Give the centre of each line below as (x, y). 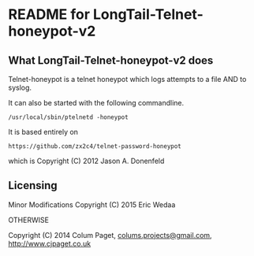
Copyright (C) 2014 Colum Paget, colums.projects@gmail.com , (110, 235)
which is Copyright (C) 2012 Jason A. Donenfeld (86, 161)
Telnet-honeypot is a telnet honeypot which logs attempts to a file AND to (127, 79)
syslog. (20, 87)
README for (49, 15)
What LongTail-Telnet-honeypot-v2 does (111, 60)
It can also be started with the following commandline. (96, 103)
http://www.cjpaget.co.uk (50, 243)
